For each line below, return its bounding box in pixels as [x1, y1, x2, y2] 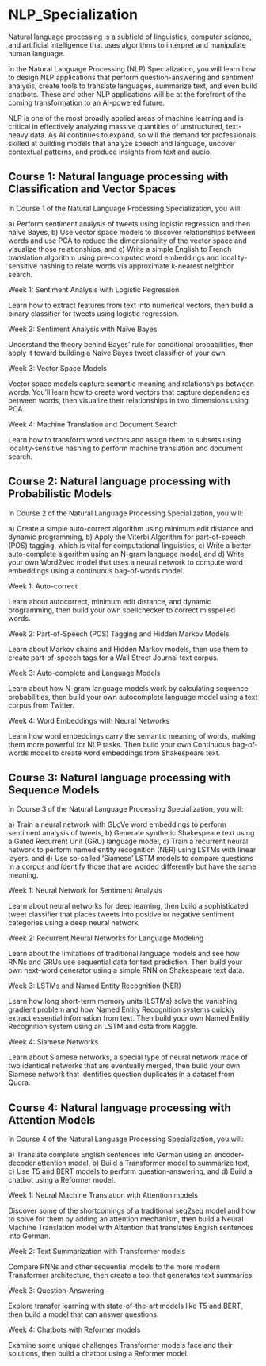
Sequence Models [8, 783, 100, 797]
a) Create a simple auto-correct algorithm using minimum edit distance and [8, 523, 253, 533]
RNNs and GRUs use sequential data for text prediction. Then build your [8, 957, 243, 967]
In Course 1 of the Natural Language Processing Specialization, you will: [8, 203, 243, 213]
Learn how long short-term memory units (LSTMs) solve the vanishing [8, 997, 237, 1006]
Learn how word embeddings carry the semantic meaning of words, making [8, 731, 256, 740]
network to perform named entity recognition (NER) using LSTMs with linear [8, 845, 256, 855]
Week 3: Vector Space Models [8, 363, 108, 372]
